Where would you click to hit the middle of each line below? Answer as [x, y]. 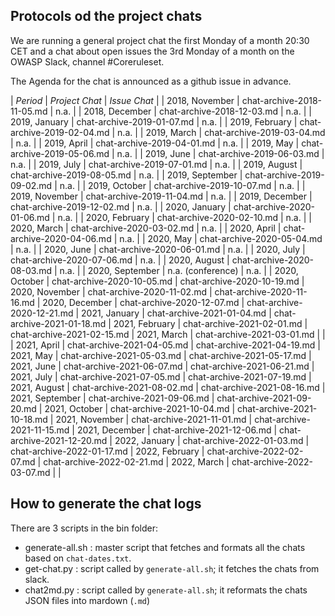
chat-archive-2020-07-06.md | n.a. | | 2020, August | [120, 260]
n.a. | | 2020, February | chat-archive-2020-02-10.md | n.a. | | [184, 217]
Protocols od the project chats [106, 16]
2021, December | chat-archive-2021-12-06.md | [177, 430]
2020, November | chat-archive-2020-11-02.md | [111, 291]
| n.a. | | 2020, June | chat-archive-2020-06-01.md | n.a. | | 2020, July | [158, 249]
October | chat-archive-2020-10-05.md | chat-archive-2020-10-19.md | [157, 281]
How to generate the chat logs [106, 504]
